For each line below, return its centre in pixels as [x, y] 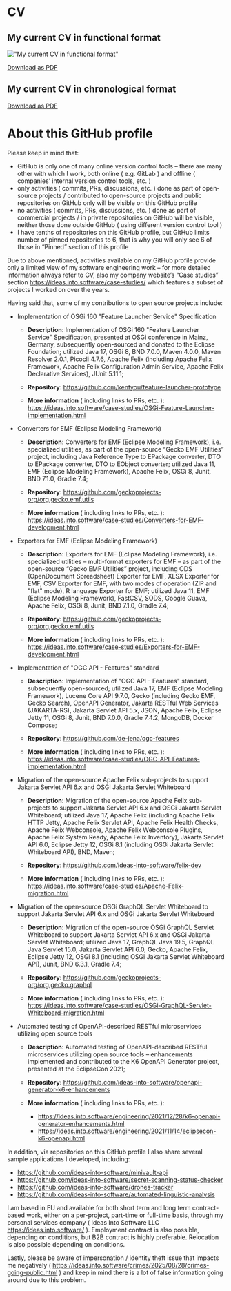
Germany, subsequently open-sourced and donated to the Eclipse [121, 344]
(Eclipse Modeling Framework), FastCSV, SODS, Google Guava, [117, 598]
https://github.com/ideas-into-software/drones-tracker [95, 1187]
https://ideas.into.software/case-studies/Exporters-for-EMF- [114, 647]
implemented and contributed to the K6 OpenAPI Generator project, [123, 1061]
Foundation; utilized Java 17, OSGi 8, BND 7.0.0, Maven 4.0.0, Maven [124, 351]
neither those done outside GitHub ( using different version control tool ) [120, 224]
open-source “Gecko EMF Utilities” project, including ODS [110, 569]
